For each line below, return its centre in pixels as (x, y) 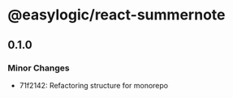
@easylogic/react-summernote (116, 15)
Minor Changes (39, 68)
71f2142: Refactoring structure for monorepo (93, 85)
